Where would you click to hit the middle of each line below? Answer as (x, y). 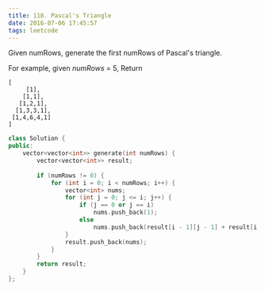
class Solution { (37, 139)
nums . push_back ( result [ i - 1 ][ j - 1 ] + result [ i (175, 227)
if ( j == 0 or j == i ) (117, 205)
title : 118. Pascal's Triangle (60, 15)
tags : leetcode (33, 30)
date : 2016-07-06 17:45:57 (53, 23)
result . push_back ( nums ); (106, 242)
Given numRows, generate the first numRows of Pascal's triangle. (115, 53)
